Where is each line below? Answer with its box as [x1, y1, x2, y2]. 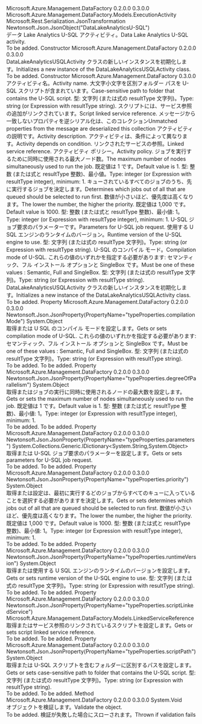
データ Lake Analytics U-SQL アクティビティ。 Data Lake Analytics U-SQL [6, 31, 189, 38]
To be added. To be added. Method [6, 690, 94, 697]
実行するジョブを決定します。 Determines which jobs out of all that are [11, 186, 186, 193]
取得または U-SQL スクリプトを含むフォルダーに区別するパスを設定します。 [6, 662, 195, 668]
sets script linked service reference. [6, 628, 95, 636]
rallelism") [6, 381, 32, 388]
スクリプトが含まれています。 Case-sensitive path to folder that [17, 87, 175, 94]
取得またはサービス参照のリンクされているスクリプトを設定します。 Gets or [6, 622, 193, 629]
